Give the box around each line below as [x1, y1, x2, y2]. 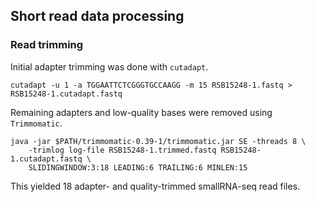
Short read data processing [10, 8, 185, 25]
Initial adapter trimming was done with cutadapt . [10, 60, 209, 73]
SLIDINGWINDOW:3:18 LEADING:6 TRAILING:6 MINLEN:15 [28, 162, 248, 173]
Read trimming [10, 38, 84, 52]
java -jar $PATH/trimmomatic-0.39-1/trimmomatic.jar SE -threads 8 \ [10, 136, 307, 146]
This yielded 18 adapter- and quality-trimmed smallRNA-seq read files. [10, 180, 301, 192]
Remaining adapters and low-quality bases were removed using [10, 106, 273, 118]
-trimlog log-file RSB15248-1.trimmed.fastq [28, 145, 217, 155]
